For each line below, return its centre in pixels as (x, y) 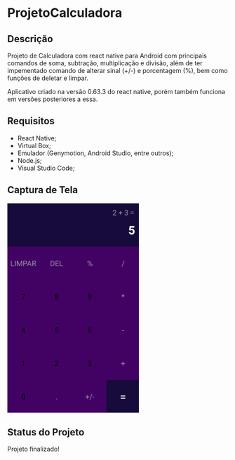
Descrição (30, 39)
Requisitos (31, 121)
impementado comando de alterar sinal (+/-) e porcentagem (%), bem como (117, 71)
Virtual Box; (34, 145)
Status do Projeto (46, 432)
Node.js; (29, 160)
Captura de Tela (43, 190)
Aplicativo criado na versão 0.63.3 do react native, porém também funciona (116, 92)
